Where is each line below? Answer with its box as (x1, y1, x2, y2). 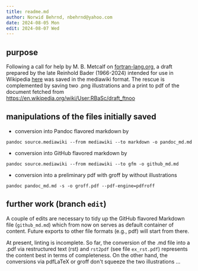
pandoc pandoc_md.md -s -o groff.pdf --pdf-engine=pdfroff (6, 182, 155, 189)
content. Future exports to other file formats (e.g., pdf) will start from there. (6, 227, 190, 235)
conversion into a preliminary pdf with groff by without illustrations (14, 171, 177, 178)
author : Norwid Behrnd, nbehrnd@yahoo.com (6, 14, 113, 20)
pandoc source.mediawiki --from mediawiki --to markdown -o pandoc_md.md (6, 139, 193, 145)
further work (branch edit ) (6, 199, 107, 209)
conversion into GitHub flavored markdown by (14, 149, 127, 156)
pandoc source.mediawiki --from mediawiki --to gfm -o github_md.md (6, 161, 179, 167)
